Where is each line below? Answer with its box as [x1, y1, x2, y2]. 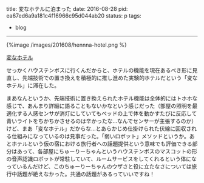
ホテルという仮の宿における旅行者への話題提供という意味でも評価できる [11, 140, 192, 147]
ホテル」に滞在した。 [6, 82, 59, 89]
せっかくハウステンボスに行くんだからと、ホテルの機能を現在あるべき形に [6, 67, 192, 74]
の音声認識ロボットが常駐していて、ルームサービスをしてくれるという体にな [6, 155, 197, 162]
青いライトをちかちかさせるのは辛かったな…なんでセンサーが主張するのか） [6, 118, 197, 124]
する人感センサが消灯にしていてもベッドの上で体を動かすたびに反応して [16, 110, 197, 117]
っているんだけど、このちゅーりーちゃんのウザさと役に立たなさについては [6, 163, 192, 170]
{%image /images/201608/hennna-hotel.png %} [6, 41, 127, 48]
